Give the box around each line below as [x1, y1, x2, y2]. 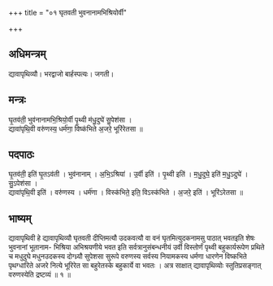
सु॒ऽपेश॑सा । [8, 179, 38, 188]
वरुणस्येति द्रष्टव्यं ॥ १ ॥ [8, 270, 71, 279]
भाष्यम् [8, 211, 32, 225]
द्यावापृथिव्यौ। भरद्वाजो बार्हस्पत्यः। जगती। [8, 69, 115, 79]
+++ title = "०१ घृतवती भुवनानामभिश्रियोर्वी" [8, 8, 128, 17]
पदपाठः [8, 148, 35, 162]
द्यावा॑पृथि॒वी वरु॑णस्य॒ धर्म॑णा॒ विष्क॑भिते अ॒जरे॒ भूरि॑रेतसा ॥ [8, 123, 144, 133]
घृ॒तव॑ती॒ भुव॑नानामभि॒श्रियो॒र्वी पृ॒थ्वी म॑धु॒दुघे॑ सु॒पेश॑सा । [8, 115, 132, 124]
